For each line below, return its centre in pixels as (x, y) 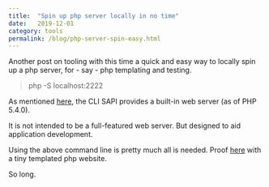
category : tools (36, 31)
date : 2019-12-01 (41, 23)
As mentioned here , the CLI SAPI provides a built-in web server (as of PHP (132, 101)
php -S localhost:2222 (66, 86)
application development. (51, 134)
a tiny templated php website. (58, 159)
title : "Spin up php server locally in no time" (94, 16)
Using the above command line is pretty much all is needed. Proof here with (135, 150)
